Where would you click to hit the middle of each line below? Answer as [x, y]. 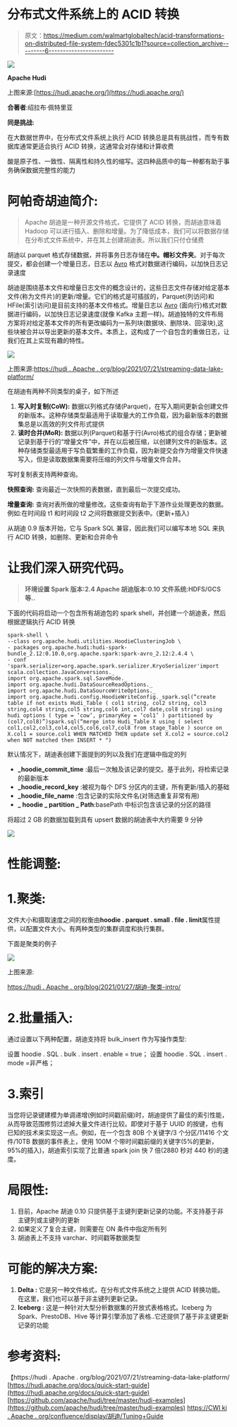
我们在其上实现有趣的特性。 [48, 341]
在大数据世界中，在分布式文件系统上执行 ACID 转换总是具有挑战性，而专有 [115, 137]
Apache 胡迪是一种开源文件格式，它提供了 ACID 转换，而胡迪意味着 [123, 222]
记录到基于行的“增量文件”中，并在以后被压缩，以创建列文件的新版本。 [119, 442]
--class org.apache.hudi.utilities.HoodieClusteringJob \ [94, 641]
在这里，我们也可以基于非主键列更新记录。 [79, 1298]
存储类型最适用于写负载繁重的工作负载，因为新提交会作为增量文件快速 [126, 450]
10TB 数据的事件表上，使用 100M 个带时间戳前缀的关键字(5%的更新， [117, 1141]
